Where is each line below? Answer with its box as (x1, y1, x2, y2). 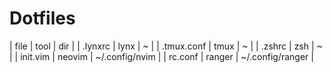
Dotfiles (9, 7, 76, 30)
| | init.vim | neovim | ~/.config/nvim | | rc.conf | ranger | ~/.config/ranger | (9, 50, 314, 62)
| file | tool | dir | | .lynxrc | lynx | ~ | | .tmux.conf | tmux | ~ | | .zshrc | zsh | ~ (9, 40, 323, 52)
